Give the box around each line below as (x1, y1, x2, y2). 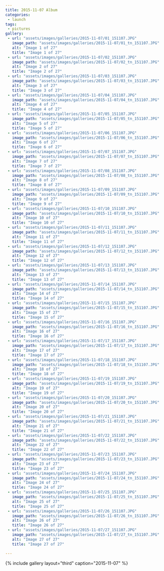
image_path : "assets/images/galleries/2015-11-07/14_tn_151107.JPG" (12, 286, 159, 291)
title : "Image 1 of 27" (12, 50, 62, 55)
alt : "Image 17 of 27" (12, 348, 60, 353)
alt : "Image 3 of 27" (12, 83, 58, 88)
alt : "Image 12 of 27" (12, 253, 60, 258)
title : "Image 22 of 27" (12, 447, 65, 453)
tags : (5, 21, 17, 27)
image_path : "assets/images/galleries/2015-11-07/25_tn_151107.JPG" (12, 494, 159, 499)
